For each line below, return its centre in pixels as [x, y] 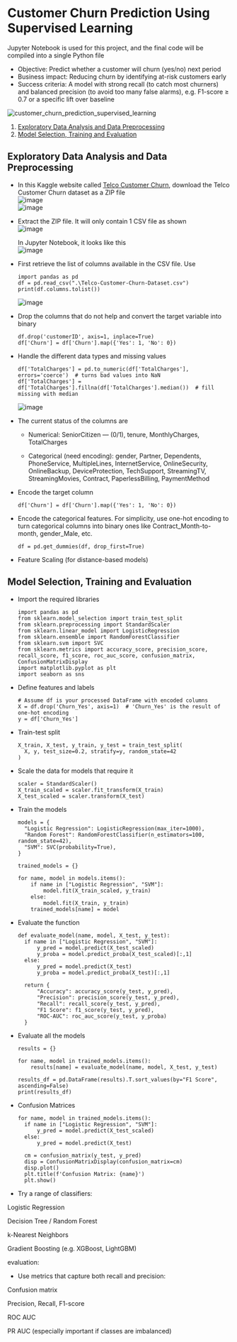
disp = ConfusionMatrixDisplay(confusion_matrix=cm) [104, 1162]
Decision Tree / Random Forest [52, 1221]
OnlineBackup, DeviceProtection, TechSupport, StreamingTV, [117, 471]
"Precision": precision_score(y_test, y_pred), [108, 997]
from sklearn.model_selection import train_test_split [100, 618]
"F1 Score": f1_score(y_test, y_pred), [95, 1010]
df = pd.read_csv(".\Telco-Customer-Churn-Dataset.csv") [103, 283]
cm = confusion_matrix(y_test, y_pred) [83, 1155]
